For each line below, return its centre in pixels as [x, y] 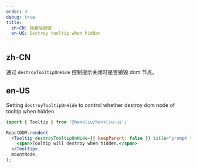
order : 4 [17, 11]
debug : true [21, 17]
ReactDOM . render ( [27, 133]
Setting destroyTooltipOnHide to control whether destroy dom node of [91, 105]
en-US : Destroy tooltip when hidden [56, 33]
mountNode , [25, 154]
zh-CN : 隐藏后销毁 [31, 28]
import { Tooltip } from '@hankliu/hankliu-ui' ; [67, 122]
